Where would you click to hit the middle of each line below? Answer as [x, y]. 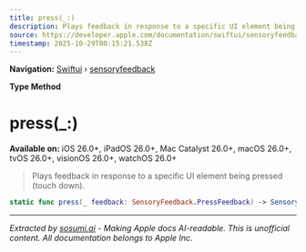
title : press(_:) [42, 18]
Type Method [36, 86]
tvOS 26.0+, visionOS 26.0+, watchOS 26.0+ [93, 158]
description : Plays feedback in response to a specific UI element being [153, 26]
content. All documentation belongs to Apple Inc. [101, 238]
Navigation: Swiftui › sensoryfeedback [82, 69]
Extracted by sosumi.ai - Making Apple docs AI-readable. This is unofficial [149, 228]
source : [24, 35]
